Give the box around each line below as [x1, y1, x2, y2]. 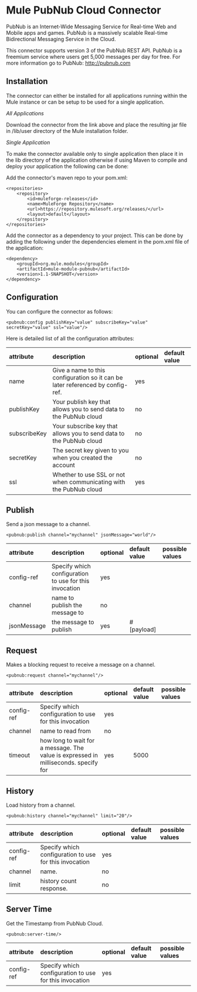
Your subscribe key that [52, 422, 118, 430]
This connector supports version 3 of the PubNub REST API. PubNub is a [6, 46, 182, 54]
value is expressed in [40, 751, 98, 760]
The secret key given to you [52, 446, 129, 454]
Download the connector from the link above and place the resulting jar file [6, 121, 187, 128]
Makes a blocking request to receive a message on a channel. [6, 661, 155, 668]
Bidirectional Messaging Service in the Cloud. [6, 35, 116, 42]
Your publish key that [52, 398, 111, 406]
